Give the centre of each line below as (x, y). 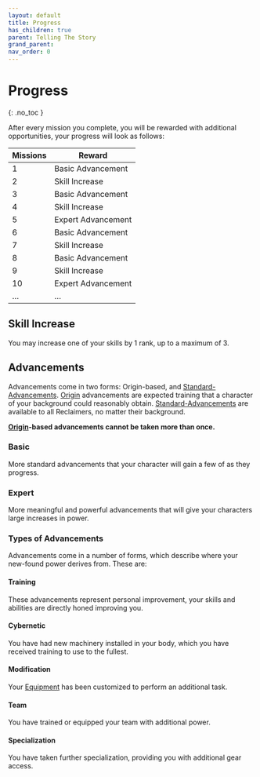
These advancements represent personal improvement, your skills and (122, 599)
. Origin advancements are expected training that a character (154, 395)
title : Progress (34, 23)
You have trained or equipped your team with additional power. (110, 722)
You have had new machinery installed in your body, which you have (119, 643)
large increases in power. (49, 518)
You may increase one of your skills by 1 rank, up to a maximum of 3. (119, 343)
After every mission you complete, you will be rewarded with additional (123, 127)
